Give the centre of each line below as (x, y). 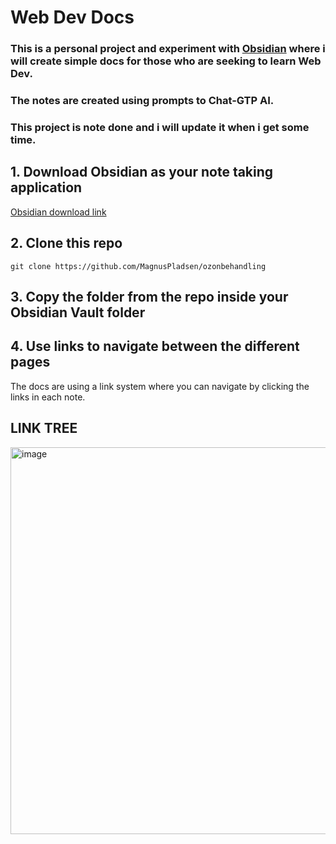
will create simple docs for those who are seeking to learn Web (166, 61)
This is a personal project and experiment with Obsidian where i (168, 49)
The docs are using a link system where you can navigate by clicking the (160, 386)
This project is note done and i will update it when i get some (160, 127)
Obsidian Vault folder (78, 312)
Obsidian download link (58, 212)
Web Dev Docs (72, 17)
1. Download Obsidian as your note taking (142, 172)
